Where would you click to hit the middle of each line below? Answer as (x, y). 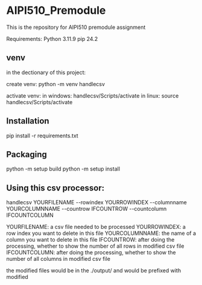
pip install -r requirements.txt (42, 136)
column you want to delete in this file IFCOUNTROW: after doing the (90, 240)
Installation (28, 121)
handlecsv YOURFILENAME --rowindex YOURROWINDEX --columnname (96, 202)
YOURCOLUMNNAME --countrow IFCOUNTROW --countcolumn (87, 209)
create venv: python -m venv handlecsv (56, 84)
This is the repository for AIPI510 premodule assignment (76, 27)
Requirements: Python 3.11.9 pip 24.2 (52, 39)
